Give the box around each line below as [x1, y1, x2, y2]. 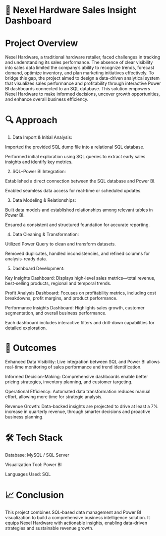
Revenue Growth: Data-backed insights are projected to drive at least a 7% [5, 404, 158, 409]
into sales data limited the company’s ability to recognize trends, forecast [5, 64, 155, 71]
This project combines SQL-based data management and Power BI [5, 509, 141, 515]
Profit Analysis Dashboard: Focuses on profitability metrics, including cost [5, 290, 156, 296]
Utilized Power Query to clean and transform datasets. [5, 241, 116, 247]
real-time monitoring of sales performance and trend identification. [5, 364, 142, 370]
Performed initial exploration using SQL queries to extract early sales [5, 154, 146, 160]
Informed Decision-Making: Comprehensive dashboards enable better [5, 374, 148, 379]
